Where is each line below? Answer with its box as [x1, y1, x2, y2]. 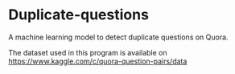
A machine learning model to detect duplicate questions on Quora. [8, 32, 229, 42]
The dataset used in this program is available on [8, 47, 167, 57]
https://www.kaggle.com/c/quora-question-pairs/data [8, 56, 188, 66]
